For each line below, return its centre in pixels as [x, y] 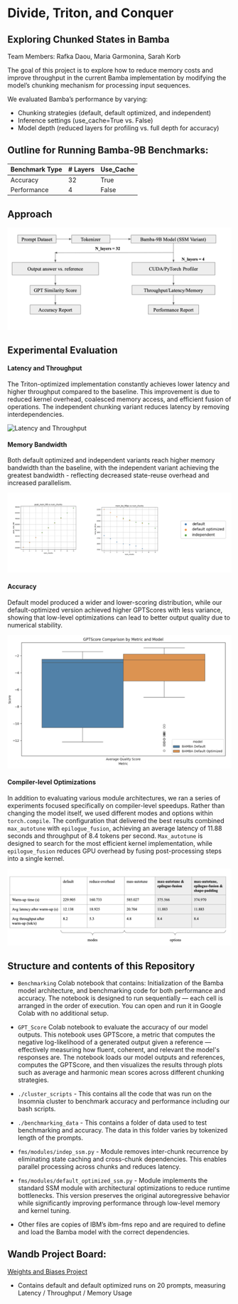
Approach [30, 214]
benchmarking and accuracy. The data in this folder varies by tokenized [123, 1130]
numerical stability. [35, 625]
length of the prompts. [50, 1138]
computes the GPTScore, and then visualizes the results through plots [120, 1065]
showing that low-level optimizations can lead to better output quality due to [119, 617]
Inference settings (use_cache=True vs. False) [85, 120]
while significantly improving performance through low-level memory [119, 1203]
